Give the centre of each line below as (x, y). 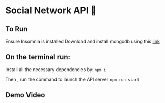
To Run (17, 29)
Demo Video (25, 95)
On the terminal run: (38, 57)
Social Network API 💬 (51, 10)
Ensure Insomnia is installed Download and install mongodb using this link (83, 41)
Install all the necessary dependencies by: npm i (56, 69)
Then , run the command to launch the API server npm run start (73, 79)
